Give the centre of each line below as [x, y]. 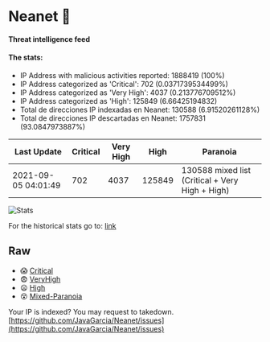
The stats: [26, 58]
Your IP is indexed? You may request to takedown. [91, 311]
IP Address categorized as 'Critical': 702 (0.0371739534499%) [124, 84]
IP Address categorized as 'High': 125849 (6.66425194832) [119, 101]
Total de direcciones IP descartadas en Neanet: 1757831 [113, 118]
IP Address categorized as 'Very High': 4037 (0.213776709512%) [128, 93]
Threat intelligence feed [49, 39]
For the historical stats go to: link [62, 225]
